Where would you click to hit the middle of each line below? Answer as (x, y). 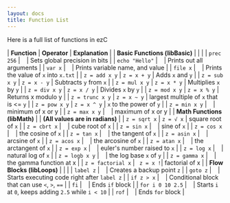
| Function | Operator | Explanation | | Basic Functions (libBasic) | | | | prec (114, 53)
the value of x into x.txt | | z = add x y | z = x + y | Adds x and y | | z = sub (115, 75)
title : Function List (38, 20)
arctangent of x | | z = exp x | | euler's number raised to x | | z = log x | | (115, 148)
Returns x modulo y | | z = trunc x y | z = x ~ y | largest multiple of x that (113, 96)
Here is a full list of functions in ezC (57, 39)
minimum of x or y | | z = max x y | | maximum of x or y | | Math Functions (115, 111)
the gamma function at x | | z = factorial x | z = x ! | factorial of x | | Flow (115, 162)
